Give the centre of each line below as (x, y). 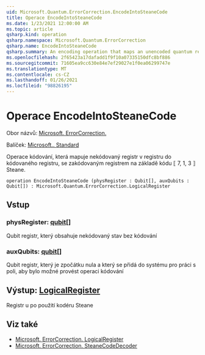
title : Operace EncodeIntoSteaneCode (54, 18)
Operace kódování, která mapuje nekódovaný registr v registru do (89, 156)
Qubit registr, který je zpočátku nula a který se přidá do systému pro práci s (101, 265)
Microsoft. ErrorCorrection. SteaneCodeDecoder (76, 345)
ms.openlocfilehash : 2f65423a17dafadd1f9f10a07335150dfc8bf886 (88, 57)
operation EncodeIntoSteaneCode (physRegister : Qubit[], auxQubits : (98, 181)
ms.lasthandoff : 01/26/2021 (42, 80)
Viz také (22, 324)
